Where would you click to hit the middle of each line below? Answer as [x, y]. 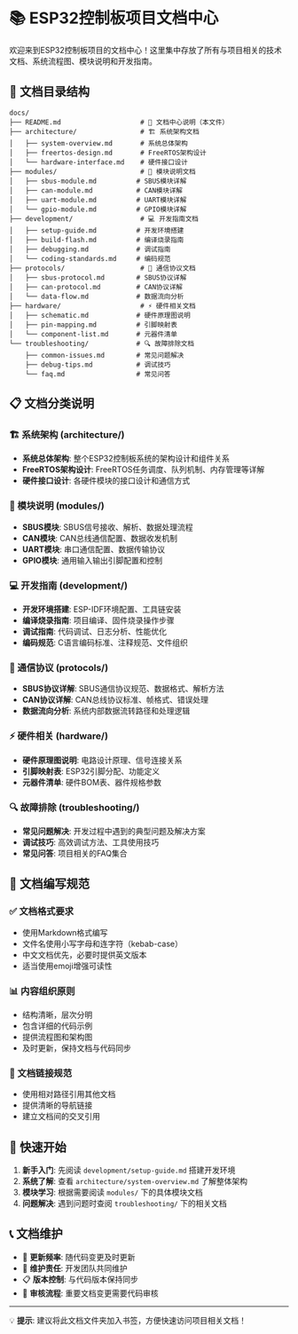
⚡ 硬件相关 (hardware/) [59, 736]
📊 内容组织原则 [42, 991]
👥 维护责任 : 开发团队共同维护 [74, 1268]
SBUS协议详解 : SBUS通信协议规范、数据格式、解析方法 [123, 689]
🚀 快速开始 [38, 1147]
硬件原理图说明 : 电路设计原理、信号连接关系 [102, 760]
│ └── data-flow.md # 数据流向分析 [97, 296]
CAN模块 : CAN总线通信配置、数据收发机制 [100, 538]
